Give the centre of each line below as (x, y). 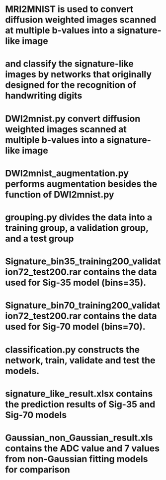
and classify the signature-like (70, 64)
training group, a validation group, (77, 228)
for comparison (38, 469)
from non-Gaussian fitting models (77, 459)
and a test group (40, 239)
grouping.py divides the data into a (79, 217)
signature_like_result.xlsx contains (79, 394)
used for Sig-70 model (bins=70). (75, 327)
